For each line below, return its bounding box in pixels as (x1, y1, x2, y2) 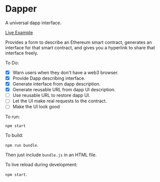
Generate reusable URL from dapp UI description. (12, 87, 116, 93)
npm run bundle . (5, 142, 39, 148)
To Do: (5, 59, 19, 66)
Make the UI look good (12, 104, 60, 110)
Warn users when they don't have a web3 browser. (12, 69, 119, 76)
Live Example (5, 29, 33, 35)
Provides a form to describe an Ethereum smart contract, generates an (5, 39, 152, 45)
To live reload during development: (5, 162, 78, 168)
